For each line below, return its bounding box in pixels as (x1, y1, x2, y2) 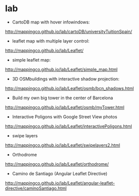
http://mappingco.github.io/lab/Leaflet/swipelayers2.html (5, 142, 120, 148)
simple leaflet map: (12, 57, 51, 63)
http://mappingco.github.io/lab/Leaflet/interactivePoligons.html (5, 123, 132, 129)
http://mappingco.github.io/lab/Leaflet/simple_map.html (5, 66, 118, 72)
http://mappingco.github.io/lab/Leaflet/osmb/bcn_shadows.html (5, 85, 134, 91)
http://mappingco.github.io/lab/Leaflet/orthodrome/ (5, 161, 109, 167)
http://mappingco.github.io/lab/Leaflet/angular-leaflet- (5, 180, 115, 186)
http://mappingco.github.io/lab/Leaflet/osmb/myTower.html (5, 104, 125, 110)
